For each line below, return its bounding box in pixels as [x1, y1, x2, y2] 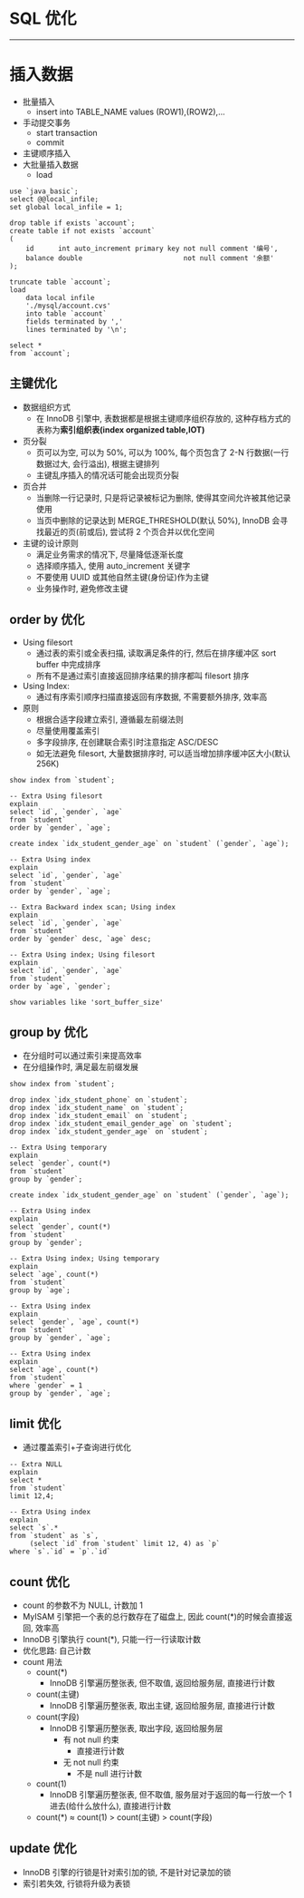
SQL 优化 [9, 8, 77, 29]
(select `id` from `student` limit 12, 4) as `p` [29, 1539, 221, 1549]
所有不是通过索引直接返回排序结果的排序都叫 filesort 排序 [35, 670, 250, 681]
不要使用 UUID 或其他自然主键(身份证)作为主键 [35, 571, 210, 582]
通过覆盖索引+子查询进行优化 [22, 1442, 132, 1453]
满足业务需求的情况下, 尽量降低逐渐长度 [35, 549, 184, 560]
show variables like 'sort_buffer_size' [9, 998, 165, 1007]
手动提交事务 [22, 117, 71, 128]
